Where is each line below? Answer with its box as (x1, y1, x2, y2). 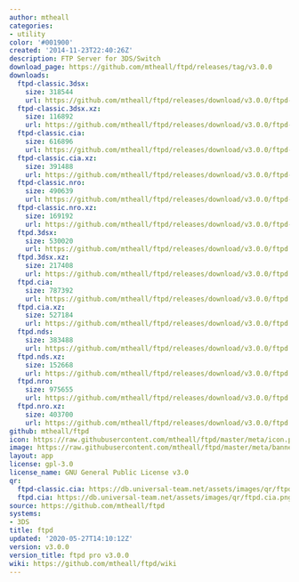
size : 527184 (25, 311, 74, 320)
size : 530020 (25, 237, 74, 246)
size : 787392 (25, 286, 74, 295)
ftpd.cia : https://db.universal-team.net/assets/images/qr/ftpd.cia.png (17, 493, 293, 502)
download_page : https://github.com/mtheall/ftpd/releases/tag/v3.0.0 (9, 63, 273, 72)
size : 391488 (25, 162, 74, 171)
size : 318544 (25, 87, 74, 96)
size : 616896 (25, 137, 74, 146)
